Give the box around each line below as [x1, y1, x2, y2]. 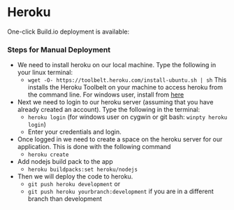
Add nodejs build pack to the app [17, 157, 113, 166]
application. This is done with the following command [17, 143, 171, 151]
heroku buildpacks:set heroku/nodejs [27, 166, 138, 174]
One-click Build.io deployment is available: [7, 27, 130, 36]
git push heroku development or [27, 180, 121, 188]
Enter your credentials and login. [27, 127, 122, 136]
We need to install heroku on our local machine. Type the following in [17, 61, 217, 69]
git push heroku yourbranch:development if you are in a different [27, 187, 214, 196]
